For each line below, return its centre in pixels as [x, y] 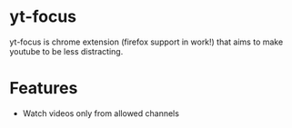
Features [44, 89]
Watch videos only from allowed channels [101, 113]
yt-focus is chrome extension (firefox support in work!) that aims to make [146, 42]
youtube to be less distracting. [66, 51]
